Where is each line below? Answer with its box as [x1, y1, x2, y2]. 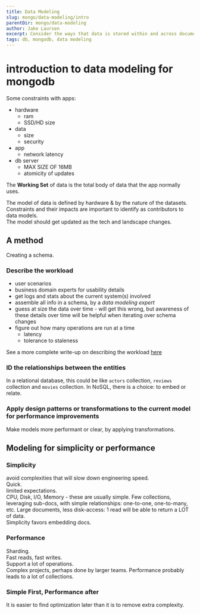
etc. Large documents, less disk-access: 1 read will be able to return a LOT [6, 506, 189, 514]
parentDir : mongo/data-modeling [6, 20, 86, 26]
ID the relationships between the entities [6, 363, 126, 372]
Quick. [6, 481, 23, 488]
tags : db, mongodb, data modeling [6, 36, 92, 42]
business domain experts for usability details [14, 286, 125, 293]
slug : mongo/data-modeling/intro [6, 14, 89, 20]
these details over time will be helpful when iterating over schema [14, 312, 176, 319]
